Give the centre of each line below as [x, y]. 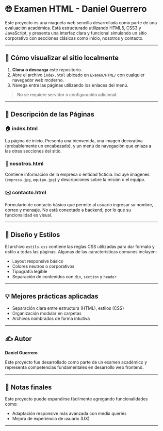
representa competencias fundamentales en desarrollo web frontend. [74, 367]
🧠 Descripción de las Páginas [50, 114]
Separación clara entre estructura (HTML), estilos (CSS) [68, 308]
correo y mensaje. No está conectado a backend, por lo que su [68, 210]
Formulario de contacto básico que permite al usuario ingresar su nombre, [79, 205]
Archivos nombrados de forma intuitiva [51, 318]
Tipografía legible [30, 271]
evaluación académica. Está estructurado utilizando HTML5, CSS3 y [73, 28]
